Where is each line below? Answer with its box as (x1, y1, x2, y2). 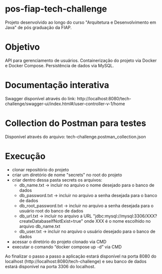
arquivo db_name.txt (19, 223, 60, 229)
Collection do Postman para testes (5, 118, 147, 129)
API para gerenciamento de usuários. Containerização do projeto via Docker (5, 57, 157, 63)
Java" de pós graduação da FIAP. (5, 24, 72, 30)
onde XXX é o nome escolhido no (84, 218, 151, 224)
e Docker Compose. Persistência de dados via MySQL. (5, 62, 114, 68)
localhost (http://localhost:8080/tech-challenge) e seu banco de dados (5, 258, 147, 264)
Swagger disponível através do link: (5, 95, 76, 101)
